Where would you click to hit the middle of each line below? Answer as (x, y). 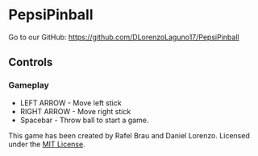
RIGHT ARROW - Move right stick (75, 111)
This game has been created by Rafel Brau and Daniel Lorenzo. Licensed (129, 135)
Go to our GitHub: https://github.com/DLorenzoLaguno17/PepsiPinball (124, 37)
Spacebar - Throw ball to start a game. (84, 120)
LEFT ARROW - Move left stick (71, 103)
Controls (31, 62)
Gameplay (29, 85)
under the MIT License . (47, 144)
